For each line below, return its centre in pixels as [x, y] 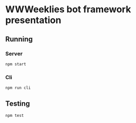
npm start [16, 64]
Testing [18, 104]
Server [14, 54]
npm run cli [18, 88]
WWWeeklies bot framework [68, 9]
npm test [15, 115]
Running [19, 39]
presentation [33, 20]
